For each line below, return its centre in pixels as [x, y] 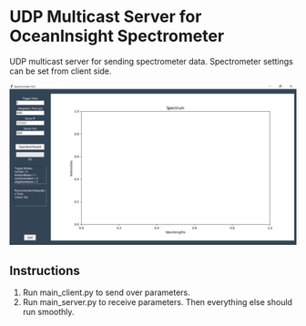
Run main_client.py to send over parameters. [107, 292]
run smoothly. [48, 312]
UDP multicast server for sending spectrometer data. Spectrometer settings [151, 61]
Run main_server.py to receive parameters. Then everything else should [158, 302]
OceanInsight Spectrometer [117, 36]
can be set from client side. [61, 71]
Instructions [45, 270]
